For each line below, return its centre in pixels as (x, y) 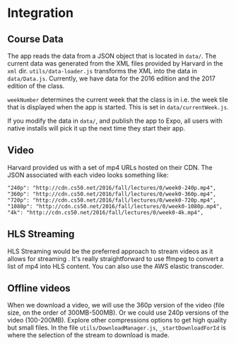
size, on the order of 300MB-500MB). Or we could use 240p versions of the (118, 313)
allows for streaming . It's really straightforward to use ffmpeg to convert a (116, 258)
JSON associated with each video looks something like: (88, 175)
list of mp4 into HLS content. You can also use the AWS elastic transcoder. (116, 266)
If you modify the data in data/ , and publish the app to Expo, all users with (115, 121)
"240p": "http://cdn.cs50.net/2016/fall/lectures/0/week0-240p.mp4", (112, 188)
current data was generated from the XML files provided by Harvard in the (115, 63)
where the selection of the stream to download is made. (88, 335)
